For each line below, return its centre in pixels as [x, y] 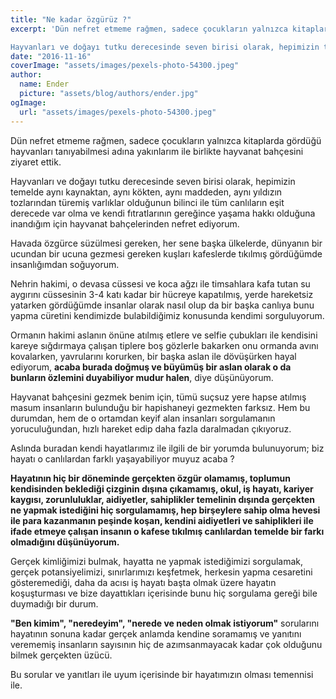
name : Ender [44, 84]
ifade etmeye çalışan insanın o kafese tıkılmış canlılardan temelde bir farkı [167, 531]
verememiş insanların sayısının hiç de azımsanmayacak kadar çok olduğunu [166, 644]
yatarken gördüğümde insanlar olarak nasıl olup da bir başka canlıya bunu [162, 305]
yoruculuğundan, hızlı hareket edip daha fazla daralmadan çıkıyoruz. [151, 428]
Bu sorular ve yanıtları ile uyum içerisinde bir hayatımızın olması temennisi [162, 674]
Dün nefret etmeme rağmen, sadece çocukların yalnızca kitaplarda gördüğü [166, 140]
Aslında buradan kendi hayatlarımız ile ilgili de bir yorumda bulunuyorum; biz [167, 448]
